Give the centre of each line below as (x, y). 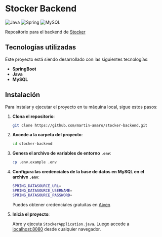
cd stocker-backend (32, 144)
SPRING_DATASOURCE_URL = (37, 186)
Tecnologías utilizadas (40, 47)
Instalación (23, 95)
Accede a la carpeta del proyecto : (47, 135)
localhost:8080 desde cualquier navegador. (57, 229)
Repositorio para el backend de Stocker (45, 32)
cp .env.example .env (34, 162)
